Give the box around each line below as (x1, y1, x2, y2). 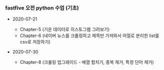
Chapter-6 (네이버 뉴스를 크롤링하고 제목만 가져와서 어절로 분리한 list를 (19, 32, 159, 38)
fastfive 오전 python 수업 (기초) (5, 4, 79, 11)
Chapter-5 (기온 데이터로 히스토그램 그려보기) (19, 26, 110, 32)
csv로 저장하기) (19, 39, 51, 45)
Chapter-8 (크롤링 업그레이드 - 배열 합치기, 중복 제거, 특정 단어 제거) (19, 59, 154, 65)
